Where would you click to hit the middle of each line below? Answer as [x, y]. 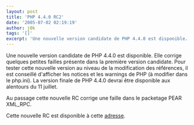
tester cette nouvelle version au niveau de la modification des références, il [97, 68]
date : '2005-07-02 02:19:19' [42, 22]
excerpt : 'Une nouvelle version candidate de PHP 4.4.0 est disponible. [97, 39]
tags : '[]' [19, 33]
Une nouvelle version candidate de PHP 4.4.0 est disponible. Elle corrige [94, 55]
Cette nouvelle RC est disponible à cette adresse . [66, 116]
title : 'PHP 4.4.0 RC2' [35, 17]
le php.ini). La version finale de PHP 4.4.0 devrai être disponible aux [88, 80]
